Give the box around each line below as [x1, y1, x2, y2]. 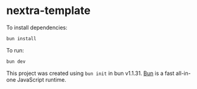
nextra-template [6, 4, 91, 18]
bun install [6, 35, 36, 41]
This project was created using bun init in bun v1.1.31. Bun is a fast [6, 69, 175, 77]
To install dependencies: [6, 24, 68, 31]
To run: [6, 46, 24, 54]
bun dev [6, 59, 26, 65]
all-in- [175, 69, 191, 77]
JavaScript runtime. [17, 76, 67, 83]
